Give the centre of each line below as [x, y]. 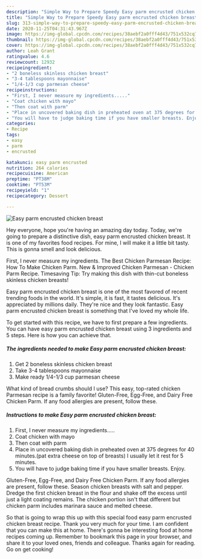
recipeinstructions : [32, 90]
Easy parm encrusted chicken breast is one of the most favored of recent [97, 292]
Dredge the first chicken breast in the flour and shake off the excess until [97, 493]
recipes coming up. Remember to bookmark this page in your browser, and [99, 536]
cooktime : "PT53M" [29, 185]
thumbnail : [20, 40]
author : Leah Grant [31, 51]
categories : [21, 124]
